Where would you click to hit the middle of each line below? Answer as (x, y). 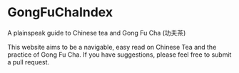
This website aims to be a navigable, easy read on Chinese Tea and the (112, 47)
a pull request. (29, 62)
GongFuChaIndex (60, 12)
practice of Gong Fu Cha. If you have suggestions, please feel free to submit (119, 55)
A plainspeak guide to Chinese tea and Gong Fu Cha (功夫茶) (97, 33)
